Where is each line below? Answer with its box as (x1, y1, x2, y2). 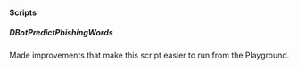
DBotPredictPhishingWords (9, 27, 113, 38)
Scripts (9, 7, 37, 18)
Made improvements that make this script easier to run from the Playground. (9, 50, 290, 60)
